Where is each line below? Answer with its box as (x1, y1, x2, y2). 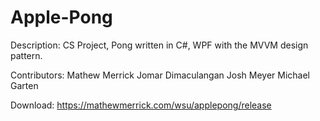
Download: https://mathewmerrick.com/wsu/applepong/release (10, 99, 272, 111)
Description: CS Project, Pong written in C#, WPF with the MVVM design (10, 39, 309, 51)
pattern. (10, 49, 43, 61)
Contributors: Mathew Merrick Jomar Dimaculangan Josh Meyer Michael (10, 69, 310, 81)
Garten (10, 79, 39, 91)
